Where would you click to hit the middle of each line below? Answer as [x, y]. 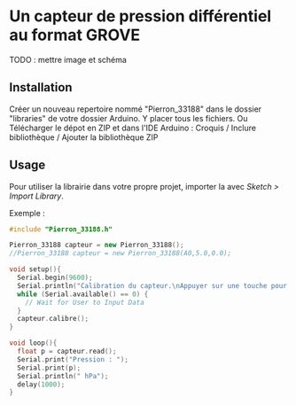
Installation [41, 87]
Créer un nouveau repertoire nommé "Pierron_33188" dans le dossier [136, 109]
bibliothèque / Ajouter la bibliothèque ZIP [84, 137]
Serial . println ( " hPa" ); [63, 376]
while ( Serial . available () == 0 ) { [83, 294]
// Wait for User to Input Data [85, 302]
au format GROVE [75, 35]
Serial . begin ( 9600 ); [55, 278]
